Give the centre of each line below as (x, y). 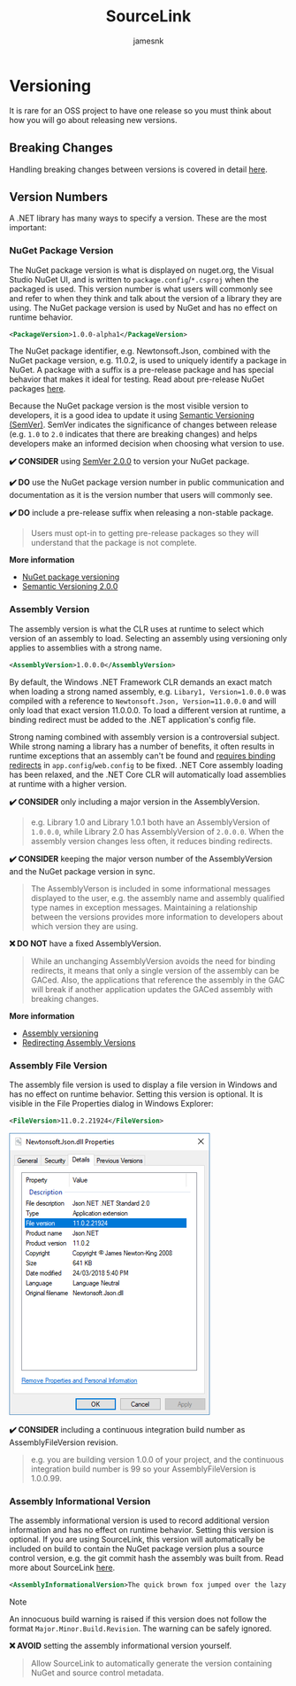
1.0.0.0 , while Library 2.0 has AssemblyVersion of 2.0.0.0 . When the (157, 831)
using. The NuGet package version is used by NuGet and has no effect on (144, 307)
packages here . (38, 389)
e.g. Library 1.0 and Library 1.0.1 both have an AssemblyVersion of (150, 822)
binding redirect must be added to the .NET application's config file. (133, 719)
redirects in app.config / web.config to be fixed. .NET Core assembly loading (146, 765)
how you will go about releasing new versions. (93, 120)
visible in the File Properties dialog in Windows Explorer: (111, 1103)
